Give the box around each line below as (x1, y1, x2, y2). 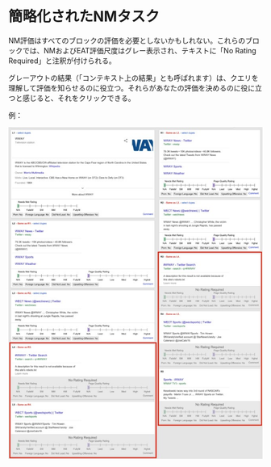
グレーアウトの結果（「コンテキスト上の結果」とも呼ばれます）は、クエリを (8, 73, 260, 82)
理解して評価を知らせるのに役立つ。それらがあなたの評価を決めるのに (8, 82, 241, 93)
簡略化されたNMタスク (8, 7, 160, 26)
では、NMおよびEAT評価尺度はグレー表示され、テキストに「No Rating (22, 45, 256, 55)
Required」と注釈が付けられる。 (8, 56, 116, 65)
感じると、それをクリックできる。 (22, 93, 135, 103)
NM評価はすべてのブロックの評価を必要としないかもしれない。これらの (8, 36, 246, 45)
